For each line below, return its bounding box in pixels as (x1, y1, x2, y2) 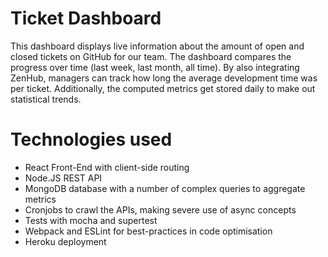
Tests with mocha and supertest (24, 214, 158, 226)
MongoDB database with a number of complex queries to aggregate (24, 182, 306, 194)
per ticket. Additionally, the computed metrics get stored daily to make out (10, 82, 316, 94)
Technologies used (10, 128, 173, 151)
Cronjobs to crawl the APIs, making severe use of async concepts (24, 203, 297, 216)
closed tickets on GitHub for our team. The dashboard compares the (10, 50, 292, 62)
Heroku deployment (24, 235, 107, 247)
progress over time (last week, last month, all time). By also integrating (10, 61, 300, 73)
